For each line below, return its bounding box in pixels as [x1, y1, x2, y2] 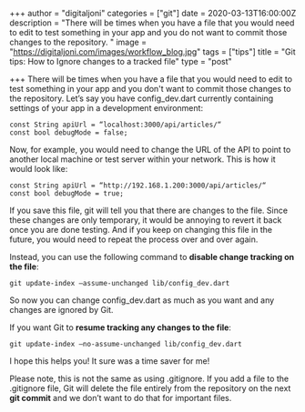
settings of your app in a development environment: [9, 103, 203, 113]
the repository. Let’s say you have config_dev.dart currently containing [9, 93, 274, 104]
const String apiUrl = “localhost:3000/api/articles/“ [9, 120, 222, 129]
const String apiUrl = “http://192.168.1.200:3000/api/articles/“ [9, 181, 267, 190]
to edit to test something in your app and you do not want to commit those [9, 27, 288, 37]
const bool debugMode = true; [9, 189, 125, 198]
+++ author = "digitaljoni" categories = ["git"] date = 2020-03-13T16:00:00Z [9, 8, 297, 18]
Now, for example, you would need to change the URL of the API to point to [9, 145, 291, 155]
